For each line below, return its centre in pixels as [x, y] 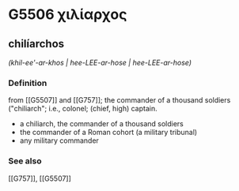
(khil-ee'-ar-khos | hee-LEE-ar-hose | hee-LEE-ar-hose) [100, 62]
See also [25, 161]
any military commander [59, 140]
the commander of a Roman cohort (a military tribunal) [108, 133]
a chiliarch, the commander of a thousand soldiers [101, 124]
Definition [28, 83]
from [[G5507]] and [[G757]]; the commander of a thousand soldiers [119, 100]
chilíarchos [36, 44]
